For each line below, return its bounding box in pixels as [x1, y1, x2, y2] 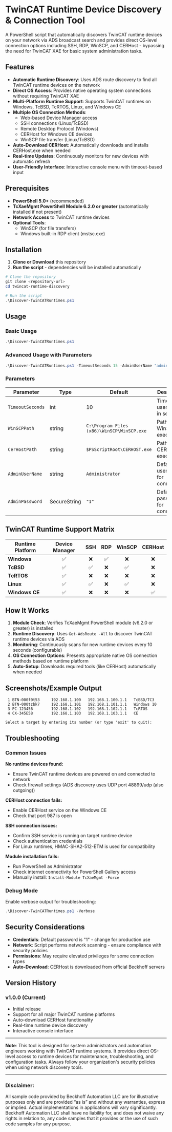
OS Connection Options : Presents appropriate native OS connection [12, 652, 158, 658]
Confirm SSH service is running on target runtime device [12, 832, 133, 838]
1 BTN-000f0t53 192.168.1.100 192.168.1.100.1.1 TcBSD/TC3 [7, 697, 155, 703]
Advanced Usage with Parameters [5, 351, 92, 359]
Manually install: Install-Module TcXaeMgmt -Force [12, 874, 119, 880]
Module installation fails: [5, 853, 59, 859]
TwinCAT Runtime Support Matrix [5, 525, 115, 534]
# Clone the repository [5, 274, 56, 279]
